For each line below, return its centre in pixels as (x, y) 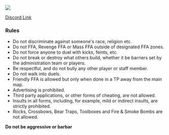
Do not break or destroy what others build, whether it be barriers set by (87, 58)
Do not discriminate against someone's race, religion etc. (72, 42)
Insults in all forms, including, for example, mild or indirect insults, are (85, 101)
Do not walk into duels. (37, 74)
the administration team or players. (49, 63)
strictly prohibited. (32, 106)
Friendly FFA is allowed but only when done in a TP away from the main (87, 79)
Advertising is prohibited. (39, 90)
